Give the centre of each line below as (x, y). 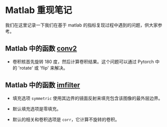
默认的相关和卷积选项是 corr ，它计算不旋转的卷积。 (66, 119)
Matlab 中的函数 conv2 (41, 49)
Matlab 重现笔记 (39, 10)
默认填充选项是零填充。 (37, 108)
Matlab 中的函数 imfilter (43, 85)
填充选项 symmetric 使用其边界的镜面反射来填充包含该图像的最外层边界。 (88, 98)
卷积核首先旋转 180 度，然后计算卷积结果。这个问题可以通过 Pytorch (83, 61)
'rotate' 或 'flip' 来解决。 (43, 67)
